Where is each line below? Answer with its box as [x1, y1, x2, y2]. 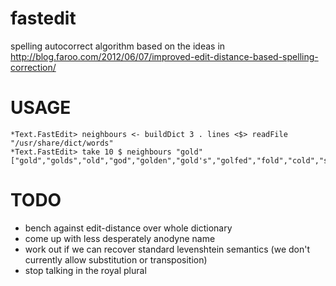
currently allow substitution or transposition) [24, 253, 208, 266]
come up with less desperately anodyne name [24, 232, 216, 244]
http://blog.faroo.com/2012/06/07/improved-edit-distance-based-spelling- [10, 50, 319, 62]
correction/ [10, 61, 57, 73]
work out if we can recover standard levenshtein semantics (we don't [24, 243, 311, 255]
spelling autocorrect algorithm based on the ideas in [10, 40, 226, 52]
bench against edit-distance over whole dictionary [24, 222, 233, 234]
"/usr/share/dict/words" [10, 138, 114, 148]
